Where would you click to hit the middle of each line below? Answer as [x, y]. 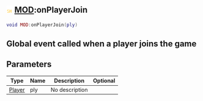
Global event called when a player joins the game [102, 44]
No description [69, 89]
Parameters [29, 64]
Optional [104, 81]
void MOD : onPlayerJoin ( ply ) [42, 25]
